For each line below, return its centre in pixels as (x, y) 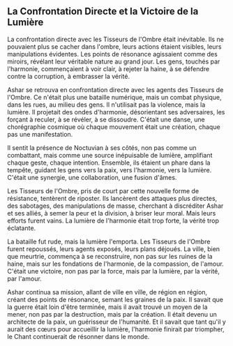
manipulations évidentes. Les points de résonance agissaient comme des (112, 54)
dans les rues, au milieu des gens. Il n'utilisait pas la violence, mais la (106, 105)
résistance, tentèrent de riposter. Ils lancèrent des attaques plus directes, (112, 198)
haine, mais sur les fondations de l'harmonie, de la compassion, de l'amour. (116, 264)
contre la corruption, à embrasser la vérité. (69, 76)
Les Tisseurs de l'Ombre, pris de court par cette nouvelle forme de (103, 190)
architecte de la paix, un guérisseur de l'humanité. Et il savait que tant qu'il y (117, 322)
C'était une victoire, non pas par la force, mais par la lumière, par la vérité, (113, 271)
